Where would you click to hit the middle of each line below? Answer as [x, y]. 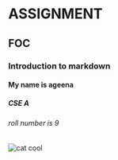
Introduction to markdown [59, 66]
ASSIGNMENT [55, 14]
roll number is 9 [34, 123]
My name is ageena [41, 85]
